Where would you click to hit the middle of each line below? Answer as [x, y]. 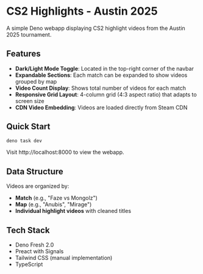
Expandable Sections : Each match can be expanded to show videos [101, 75]
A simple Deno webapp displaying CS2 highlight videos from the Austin [96, 28]
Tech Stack [28, 230]
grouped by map [36, 81]
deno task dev [24, 141]
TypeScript [29, 264]
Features [23, 54]
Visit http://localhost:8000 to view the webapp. [65, 152]
